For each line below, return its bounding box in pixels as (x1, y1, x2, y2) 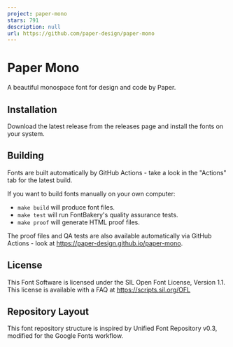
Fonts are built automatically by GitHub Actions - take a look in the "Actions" (7, 168, 227, 177)
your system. (7, 130, 45, 137)
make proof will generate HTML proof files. (17, 218, 140, 226)
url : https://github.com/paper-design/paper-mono (7, 29, 155, 37)
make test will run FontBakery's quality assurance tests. (17, 210, 178, 219)
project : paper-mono (7, 10, 68, 18)
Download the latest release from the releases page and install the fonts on (7, 122, 224, 130)
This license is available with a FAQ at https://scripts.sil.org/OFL (7, 285, 191, 294)
